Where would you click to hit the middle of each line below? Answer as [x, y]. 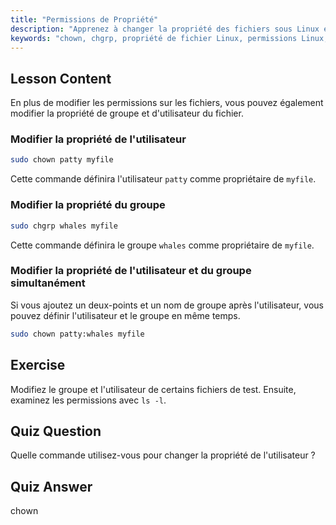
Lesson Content [61, 78]
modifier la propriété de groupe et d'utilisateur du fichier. [127, 113]
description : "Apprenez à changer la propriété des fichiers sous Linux [165, 29]
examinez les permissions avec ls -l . [88, 400]
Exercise [38, 365]
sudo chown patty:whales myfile [77, 334]
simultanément [48, 283]
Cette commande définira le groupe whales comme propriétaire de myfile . [162, 245]
